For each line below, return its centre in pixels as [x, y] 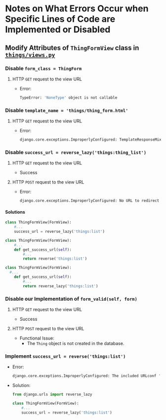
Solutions [15, 212]
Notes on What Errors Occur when [77, 9]
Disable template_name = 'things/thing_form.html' [67, 110]
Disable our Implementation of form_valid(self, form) [71, 299]
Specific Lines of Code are [60, 19]
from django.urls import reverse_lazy [52, 395]
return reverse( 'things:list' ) [55, 259]
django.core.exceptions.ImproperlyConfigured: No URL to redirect [89, 201]
